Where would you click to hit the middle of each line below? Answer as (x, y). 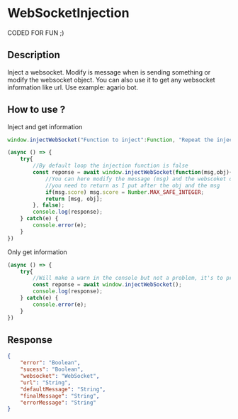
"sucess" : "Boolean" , (52, 370)
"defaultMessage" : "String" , (63, 389)
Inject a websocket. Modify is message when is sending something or (109, 72)
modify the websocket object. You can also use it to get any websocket (111, 80)
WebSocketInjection (68, 13)
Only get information (37, 252)
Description (34, 55)
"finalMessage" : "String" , (60, 396)
